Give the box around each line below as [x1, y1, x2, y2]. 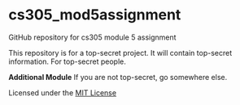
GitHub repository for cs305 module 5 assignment [8, 32, 177, 42]
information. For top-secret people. [8, 57, 126, 66]
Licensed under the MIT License [8, 87, 116, 98]
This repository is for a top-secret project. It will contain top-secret [8, 48, 233, 57]
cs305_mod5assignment [8, 6, 181, 24]
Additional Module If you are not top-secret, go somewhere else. [8, 72, 228, 82]
